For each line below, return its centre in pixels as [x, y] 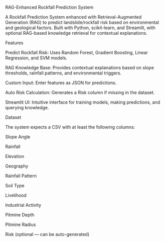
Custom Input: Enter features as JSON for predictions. [61, 83]
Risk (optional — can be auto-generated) [47, 234]
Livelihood [16, 195]
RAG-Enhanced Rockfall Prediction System [49, 7]
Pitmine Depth [20, 215]
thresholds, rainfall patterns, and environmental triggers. [63, 73]
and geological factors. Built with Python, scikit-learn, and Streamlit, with [80, 28]
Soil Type [15, 185]
